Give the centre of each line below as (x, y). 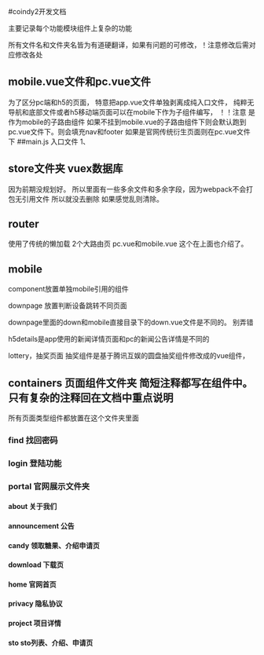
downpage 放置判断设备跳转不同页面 (68, 306)
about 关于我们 (33, 507)
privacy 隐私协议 (35, 604)
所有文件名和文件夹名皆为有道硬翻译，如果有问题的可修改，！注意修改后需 (128, 45)
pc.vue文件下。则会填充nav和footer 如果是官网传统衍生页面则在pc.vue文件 (129, 131)
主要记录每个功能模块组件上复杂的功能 (70, 28)
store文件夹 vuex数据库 (66, 168)
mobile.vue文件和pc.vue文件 (80, 82)
